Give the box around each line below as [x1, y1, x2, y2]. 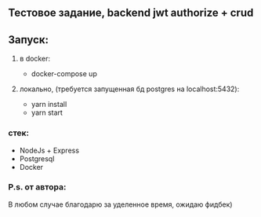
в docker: [19, 54, 51, 64]
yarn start [31, 108, 63, 117]
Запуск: [8, 33, 49, 46]
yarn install [31, 100, 67, 109]
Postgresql [19, 153, 55, 164]
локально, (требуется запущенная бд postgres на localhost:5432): [19, 84, 240, 94]
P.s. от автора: [8, 182, 67, 193]
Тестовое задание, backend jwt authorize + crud [8, 6, 254, 20]
